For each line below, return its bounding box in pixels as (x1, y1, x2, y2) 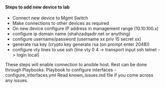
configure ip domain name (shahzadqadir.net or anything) (12, 31, 131, 37)
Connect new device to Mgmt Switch (12, 15, 88, 21)
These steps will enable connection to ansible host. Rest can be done (5, 62, 147, 68)
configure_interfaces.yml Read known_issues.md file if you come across (5, 72, 154, 78)
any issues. (5, 78, 28, 84)
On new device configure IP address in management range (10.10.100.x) (12, 25, 159, 32)
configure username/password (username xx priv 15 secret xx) (12, 36, 142, 42)
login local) (16, 52, 40, 58)
